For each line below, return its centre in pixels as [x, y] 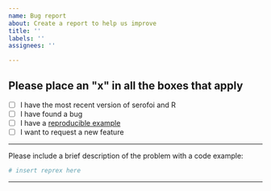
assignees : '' [32, 46]
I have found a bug [51, 114]
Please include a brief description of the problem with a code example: [126, 156]
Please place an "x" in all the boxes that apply [126, 85]
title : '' [25, 31]
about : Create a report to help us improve [83, 23]
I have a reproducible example [70, 123]
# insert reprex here [45, 171]
